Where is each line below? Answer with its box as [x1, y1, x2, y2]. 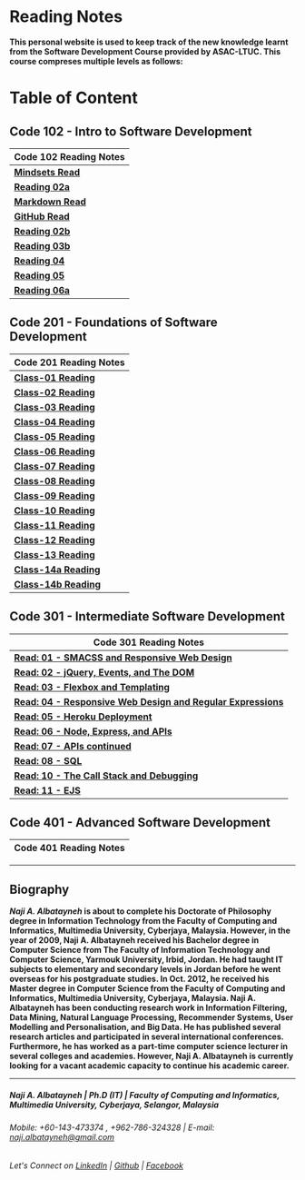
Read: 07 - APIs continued [14, 739, 132, 752]
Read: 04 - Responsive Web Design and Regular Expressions [14, 695, 284, 708]
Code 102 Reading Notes [14, 150, 125, 163]
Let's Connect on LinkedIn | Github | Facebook [9, 1160, 184, 1171]
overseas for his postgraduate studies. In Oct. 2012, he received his [9, 974, 270, 985]
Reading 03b [14, 239, 71, 252]
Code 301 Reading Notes [93, 636, 205, 649]
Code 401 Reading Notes [14, 842, 125, 855]
